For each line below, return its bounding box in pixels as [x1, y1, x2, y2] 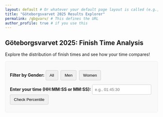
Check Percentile [14, 97, 45, 102]
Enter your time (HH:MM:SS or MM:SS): [10, 86, 91, 92]
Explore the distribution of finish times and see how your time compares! [5, 51, 150, 57]
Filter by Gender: [10, 72, 45, 78]
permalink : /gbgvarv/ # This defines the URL [5, 16, 98, 21]
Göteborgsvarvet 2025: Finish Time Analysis [5, 38, 144, 47]
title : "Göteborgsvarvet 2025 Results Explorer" [5, 12, 105, 17]
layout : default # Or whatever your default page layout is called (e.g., [5, 7, 160, 12]
